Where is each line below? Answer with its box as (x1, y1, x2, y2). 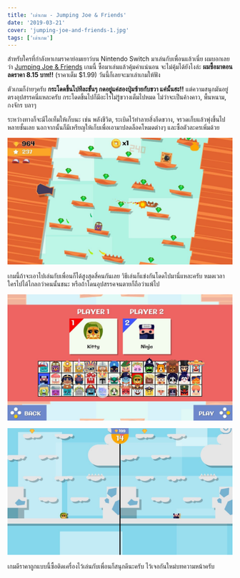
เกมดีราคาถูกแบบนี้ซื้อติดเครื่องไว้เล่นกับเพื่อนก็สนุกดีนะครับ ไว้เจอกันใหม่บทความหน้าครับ (7, 562, 215, 570)
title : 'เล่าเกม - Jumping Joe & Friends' (7, 11, 127, 19)
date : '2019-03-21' (7, 19, 66, 26)
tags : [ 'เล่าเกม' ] (7, 34, 54, 41)
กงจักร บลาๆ (7, 101, 37, 110)
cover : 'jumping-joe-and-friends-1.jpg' (7, 26, 130, 34)
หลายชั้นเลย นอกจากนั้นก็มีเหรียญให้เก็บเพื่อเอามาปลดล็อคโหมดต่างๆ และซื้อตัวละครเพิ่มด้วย (7, 123, 220, 132)
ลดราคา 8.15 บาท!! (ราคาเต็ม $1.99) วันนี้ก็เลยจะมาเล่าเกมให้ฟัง (7, 71, 161, 79)
